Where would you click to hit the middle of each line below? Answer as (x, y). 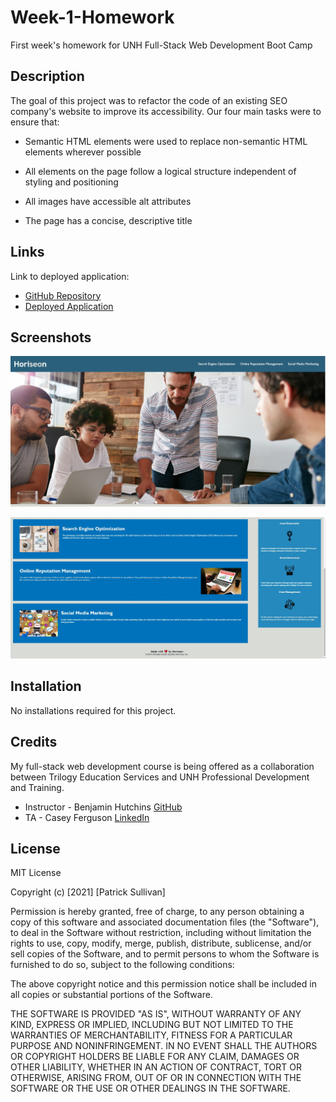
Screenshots (51, 337)
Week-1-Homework (92, 17)
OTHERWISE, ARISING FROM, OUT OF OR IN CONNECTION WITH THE (156, 1078)
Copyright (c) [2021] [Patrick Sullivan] (88, 892)
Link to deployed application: (70, 276)
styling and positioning (71, 182)
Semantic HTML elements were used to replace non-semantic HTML (166, 141)
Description (47, 76)
